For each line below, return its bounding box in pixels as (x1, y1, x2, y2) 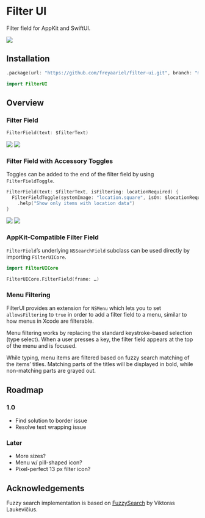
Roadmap (6, 384, 44, 395)
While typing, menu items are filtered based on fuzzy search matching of (6, 354, 190, 361)
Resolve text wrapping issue (15, 423, 87, 431)
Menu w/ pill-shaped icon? (15, 459, 82, 466)
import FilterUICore (6, 265, 59, 272)
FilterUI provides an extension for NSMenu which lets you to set (6, 304, 162, 312)
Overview (6, 98, 45, 108)
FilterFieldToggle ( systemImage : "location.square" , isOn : (12, 195, 163, 201)
